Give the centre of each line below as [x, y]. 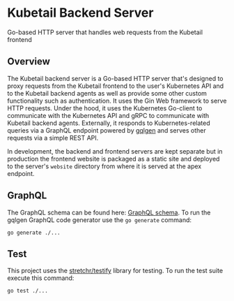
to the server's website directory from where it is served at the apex [104, 166]
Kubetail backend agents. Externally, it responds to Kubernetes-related [109, 123]
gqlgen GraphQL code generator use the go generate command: [100, 220]
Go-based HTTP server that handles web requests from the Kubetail [105, 32]
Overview [29, 62]
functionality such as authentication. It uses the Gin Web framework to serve [117, 101]
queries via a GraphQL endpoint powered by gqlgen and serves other [107, 130]
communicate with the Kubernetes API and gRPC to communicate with [108, 115]
